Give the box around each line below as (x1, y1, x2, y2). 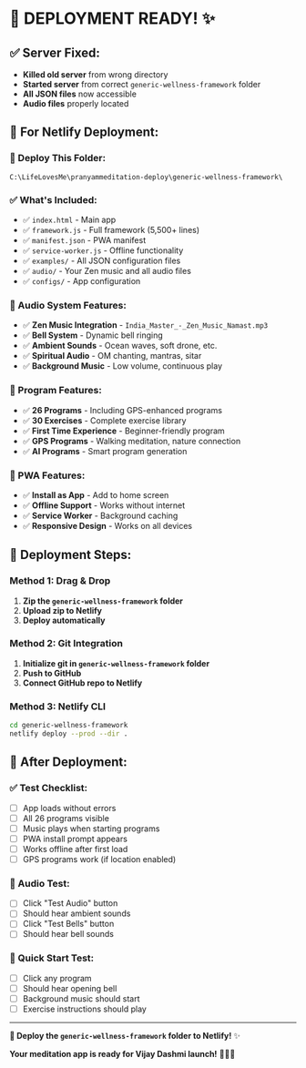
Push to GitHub (22, 667, 82, 678)
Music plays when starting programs (22, 823, 160, 834)
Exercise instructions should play (22, 1003, 148, 1014)
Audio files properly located (22, 98, 129, 108)
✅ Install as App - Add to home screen (22, 489, 169, 500)
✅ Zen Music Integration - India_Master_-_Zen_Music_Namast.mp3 (22, 320, 269, 331)
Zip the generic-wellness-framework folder (22, 595, 184, 606)
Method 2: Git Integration (9, 637, 123, 650)
